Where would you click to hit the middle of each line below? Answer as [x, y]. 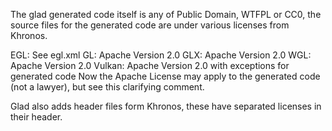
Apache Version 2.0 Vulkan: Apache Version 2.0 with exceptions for [150, 65]
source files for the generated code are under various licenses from [150, 25]
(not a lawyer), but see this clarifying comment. [107, 87]
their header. [36, 117]
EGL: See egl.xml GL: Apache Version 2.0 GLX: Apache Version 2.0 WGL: [161, 55]
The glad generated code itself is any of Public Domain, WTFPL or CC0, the [166, 14]
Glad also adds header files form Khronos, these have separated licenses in [166, 106]
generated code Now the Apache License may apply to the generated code [165, 76]
